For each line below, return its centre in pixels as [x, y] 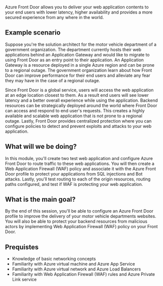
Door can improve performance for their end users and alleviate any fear [78, 75]
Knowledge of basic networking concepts [54, 259]
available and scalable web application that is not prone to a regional [74, 116]
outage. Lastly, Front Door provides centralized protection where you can [78, 121]
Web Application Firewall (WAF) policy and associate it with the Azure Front [81, 169]
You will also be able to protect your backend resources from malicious [76, 221]
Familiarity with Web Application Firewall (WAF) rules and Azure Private [83, 274]
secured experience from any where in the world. [54, 17]
